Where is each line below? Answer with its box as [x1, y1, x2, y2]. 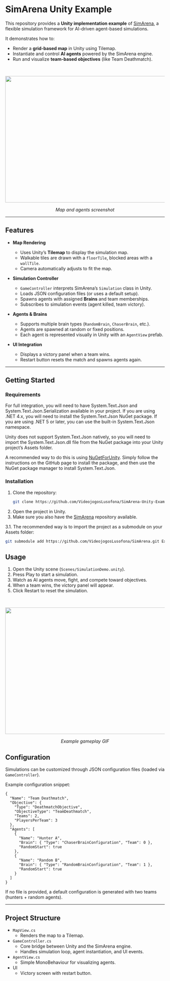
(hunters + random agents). [5, 894, 63, 901]
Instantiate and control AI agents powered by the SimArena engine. [12, 51, 153, 57]
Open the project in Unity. [12, 508, 67, 514]
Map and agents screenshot [55, 207, 115, 213]
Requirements [5, 391, 41, 398]
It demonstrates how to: [5, 35, 55, 42]
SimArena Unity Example [5, 4, 112, 15]
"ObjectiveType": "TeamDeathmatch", [14, 809, 92, 814]
